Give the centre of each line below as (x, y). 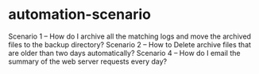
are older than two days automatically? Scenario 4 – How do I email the (124, 53)
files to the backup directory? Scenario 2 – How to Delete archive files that (130, 44)
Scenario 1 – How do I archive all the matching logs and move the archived (130, 36)
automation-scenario (79, 15)
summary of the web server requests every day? (88, 61)
